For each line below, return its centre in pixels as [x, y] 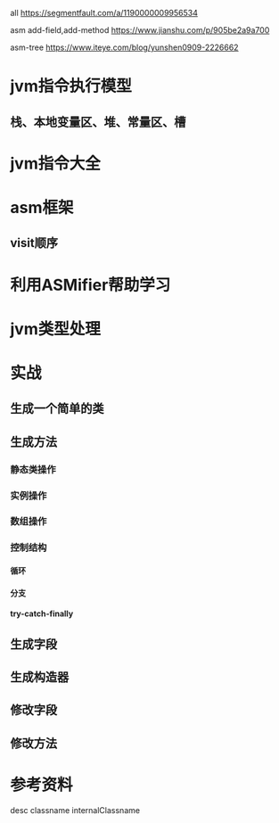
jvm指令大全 [55, 163]
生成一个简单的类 [57, 409]
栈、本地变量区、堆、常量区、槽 [98, 122]
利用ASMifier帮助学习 [90, 285]
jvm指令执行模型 [71, 86]
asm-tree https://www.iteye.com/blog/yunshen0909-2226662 [124, 47]
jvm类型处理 [55, 329]
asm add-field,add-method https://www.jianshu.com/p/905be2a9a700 [140, 30]
